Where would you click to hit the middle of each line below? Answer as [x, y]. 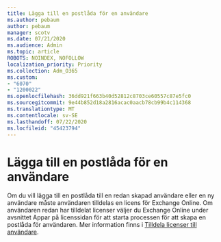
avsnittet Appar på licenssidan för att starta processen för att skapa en [107, 217]
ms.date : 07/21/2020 [37, 39]
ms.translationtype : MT [41, 109]
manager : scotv [29, 33]
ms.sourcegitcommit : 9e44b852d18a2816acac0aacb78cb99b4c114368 [99, 103]
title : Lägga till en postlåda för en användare [78, 13]
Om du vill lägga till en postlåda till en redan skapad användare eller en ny [111, 195]
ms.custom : [23, 77]
